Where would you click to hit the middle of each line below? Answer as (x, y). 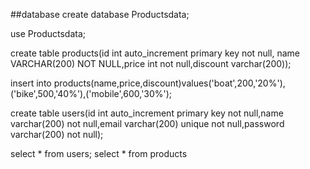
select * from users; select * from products (99, 153)
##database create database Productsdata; (100, 14)
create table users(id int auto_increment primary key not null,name (147, 113)
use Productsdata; (48, 33)
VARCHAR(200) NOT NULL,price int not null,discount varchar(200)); (151, 63)
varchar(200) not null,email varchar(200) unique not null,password (147, 123)
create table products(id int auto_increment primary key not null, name (155, 53)
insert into (31, 83)
